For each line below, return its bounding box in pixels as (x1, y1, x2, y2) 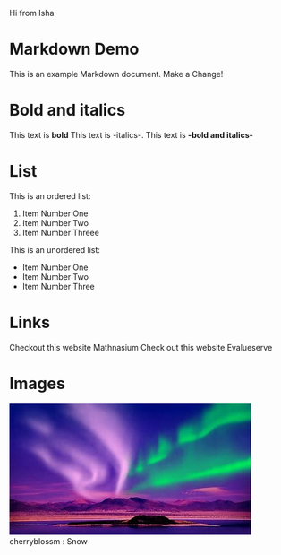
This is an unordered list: (9, 244, 101, 255)
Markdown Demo (9, 39, 140, 59)
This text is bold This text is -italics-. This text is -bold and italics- (9, 129, 253, 140)
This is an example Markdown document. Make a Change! (9, 68, 224, 79)
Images (9, 373, 65, 394)
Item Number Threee (21, 227, 100, 238)
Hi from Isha (9, 8, 55, 18)
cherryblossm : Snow (9, 535, 88, 546)
